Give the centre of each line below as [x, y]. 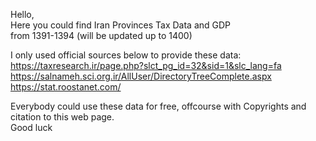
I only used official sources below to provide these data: [126, 55]
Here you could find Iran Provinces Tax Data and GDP [121, 25]
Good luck [31, 127]
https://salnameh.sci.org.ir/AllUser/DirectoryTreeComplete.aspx [141, 76]
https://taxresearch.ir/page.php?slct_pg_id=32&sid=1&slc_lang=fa [146, 65]
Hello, [22, 14]
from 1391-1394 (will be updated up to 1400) [101, 35]
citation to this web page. [62, 117]
